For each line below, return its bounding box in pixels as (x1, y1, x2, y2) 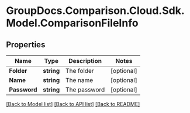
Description (68, 57, 102, 65)
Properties (6, 40, 46, 50)
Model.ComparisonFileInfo (6, 16, 139, 30)
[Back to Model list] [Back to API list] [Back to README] (6, 101, 140, 107)
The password (65, 86, 105, 94)
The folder (65, 67, 95, 75)
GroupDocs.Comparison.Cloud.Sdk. (6, 4, 185, 17)
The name (65, 76, 94, 84)
